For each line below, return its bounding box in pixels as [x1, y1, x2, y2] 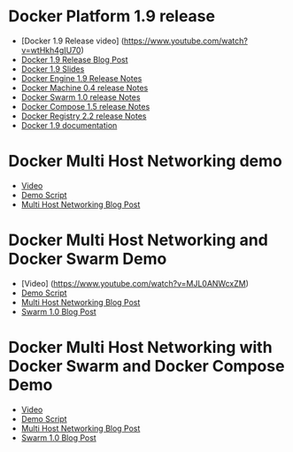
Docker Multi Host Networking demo [8, 151, 282, 172]
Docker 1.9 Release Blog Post [20, 54, 128, 65]
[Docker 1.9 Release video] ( [20, 35, 125, 46]
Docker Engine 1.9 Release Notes [20, 73, 143, 83]
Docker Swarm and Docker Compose [8, 356, 285, 376]
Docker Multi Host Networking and [8, 230, 269, 250]
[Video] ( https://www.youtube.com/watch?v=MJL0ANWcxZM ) [20, 278, 250, 288]
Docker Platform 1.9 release [8, 6, 216, 27]
